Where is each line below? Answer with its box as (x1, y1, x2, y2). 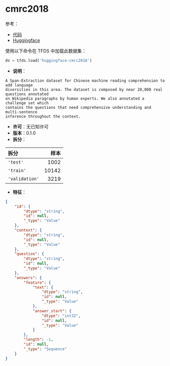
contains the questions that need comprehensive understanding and (5, 105, 152, 110)
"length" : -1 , (23, 337, 53, 342)
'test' (8, 159, 24, 165)
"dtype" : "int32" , (41, 313, 81, 318)
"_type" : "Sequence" (23, 346, 67, 352)
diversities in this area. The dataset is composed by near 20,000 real (5, 87, 163, 92)
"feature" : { (23, 280, 51, 285)
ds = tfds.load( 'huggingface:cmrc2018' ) (5, 58, 93, 63)
